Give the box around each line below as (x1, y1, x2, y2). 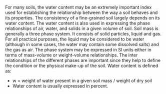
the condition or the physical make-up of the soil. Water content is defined (5, 62, 158, 68)
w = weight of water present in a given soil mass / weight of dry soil (12, 77, 152, 83)
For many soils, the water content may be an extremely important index (5, 4, 152, 10)
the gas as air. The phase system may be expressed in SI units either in (5, 47, 151, 52)
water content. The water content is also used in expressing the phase (5, 20, 150, 26)
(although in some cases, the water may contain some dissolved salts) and (5, 41, 159, 47)
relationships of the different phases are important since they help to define (5, 57, 161, 63)
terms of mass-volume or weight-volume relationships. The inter (5, 52, 138, 58)
